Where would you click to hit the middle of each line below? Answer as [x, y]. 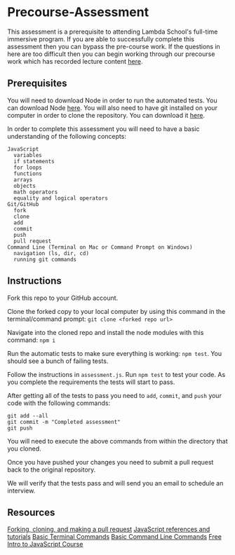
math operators [36, 192]
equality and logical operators [61, 198]
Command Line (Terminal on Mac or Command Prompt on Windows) [100, 247]
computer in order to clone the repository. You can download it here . [106, 115]
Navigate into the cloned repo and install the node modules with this [106, 332]
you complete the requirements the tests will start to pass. [91, 382]
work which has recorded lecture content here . [75, 61]
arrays [23, 179]
